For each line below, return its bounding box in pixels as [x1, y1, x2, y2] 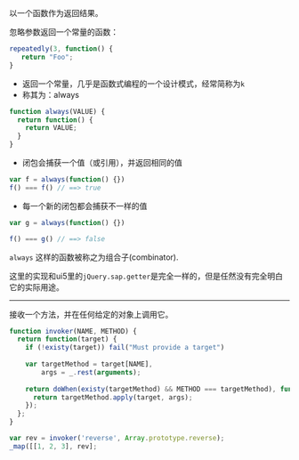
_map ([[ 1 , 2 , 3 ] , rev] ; [9, 441, 98, 451]
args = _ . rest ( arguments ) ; [41, 367, 141, 376]
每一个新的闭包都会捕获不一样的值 [21, 200, 148, 211]
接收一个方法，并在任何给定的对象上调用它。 [9, 309, 174, 319]
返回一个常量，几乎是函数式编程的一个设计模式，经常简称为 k [21, 78, 245, 89]
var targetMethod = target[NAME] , [25, 359, 153, 368]
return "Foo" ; [20, 52, 74, 61]
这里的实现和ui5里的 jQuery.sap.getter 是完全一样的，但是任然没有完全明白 [9, 270, 283, 281]
